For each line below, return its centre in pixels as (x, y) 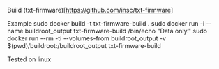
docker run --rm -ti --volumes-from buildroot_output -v (86, 38)
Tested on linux (29, 59)
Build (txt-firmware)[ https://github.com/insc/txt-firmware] (90, 10)
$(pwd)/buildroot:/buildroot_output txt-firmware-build (84, 46)
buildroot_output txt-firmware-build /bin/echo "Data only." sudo (116, 31)
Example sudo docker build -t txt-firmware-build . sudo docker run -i (106, 23)
